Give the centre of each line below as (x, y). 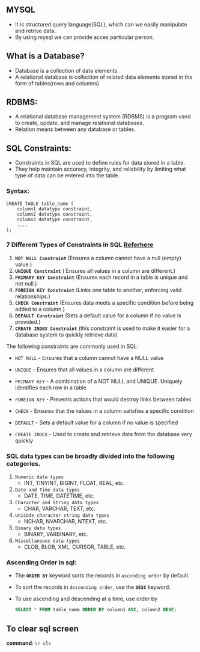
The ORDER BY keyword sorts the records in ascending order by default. (102, 576)
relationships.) (33, 296)
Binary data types (38, 528)
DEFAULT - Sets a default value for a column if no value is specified (96, 422)
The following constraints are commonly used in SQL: (72, 346)
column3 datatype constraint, (55, 219)
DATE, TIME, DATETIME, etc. (59, 496)
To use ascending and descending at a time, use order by (86, 599)
